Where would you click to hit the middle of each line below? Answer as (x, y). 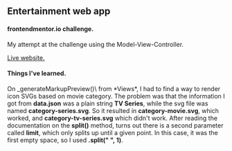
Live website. (26, 57)
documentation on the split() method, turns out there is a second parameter (115, 125)
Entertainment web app (59, 11)
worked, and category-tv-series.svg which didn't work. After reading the (113, 118)
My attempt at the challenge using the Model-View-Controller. (96, 44)
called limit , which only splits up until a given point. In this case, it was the (113, 132)
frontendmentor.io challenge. (51, 29)
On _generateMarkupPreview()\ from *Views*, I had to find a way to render (114, 88)
